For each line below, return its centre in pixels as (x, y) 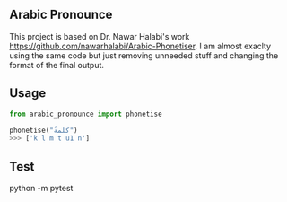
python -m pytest (41, 189)
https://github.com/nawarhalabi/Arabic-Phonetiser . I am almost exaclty (140, 46)
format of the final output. (57, 65)
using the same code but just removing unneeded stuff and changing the (144, 55)
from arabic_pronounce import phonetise (86, 114)
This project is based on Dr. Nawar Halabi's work (100, 36)
